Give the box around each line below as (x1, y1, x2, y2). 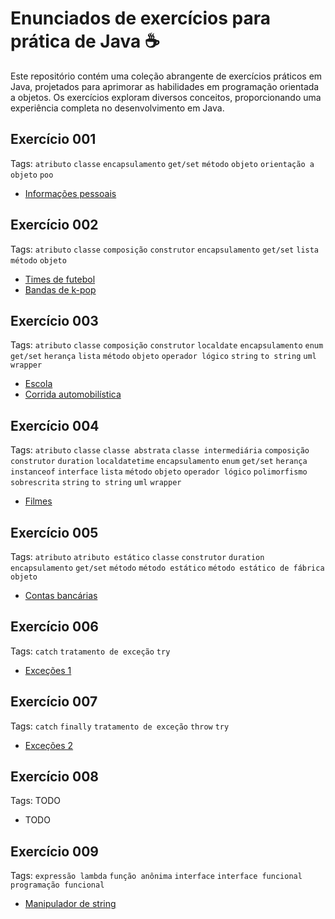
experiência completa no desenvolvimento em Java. (10, 102, 225, 114)
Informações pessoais (24, 187, 117, 199)
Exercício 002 (10, 217, 99, 234)
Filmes (24, 495, 53, 507)
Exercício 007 (10, 693, 98, 711)
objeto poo (10, 170, 54, 180)
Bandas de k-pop (24, 283, 97, 296)
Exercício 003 (10, 312, 99, 329)
